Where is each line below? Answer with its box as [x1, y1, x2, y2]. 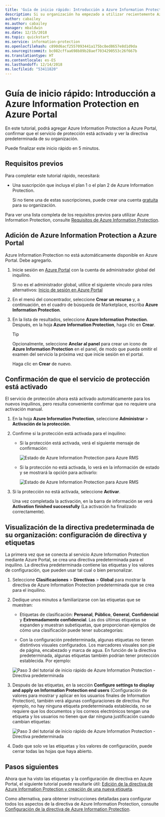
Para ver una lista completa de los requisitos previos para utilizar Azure [5, 211, 149, 217]
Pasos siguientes [5, 762, 59, 771]
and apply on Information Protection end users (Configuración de [12, 687, 147, 693]
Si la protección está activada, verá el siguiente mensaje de [19, 440, 140, 446]
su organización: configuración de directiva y [5, 531, 147, 539]
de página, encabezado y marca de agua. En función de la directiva [19, 647, 156, 653]
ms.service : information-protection [5, 39, 80, 44]
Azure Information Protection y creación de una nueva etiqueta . [5, 786, 134, 792]
